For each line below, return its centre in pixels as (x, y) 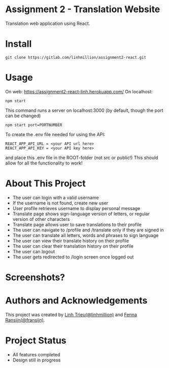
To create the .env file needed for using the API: (55, 134)
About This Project (46, 183)
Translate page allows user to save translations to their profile (77, 224)
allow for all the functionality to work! (44, 163)
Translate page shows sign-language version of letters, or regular (81, 214)
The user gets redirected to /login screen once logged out (73, 257)
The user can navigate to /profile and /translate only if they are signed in (88, 230)
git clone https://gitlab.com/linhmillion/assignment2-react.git (76, 57)
